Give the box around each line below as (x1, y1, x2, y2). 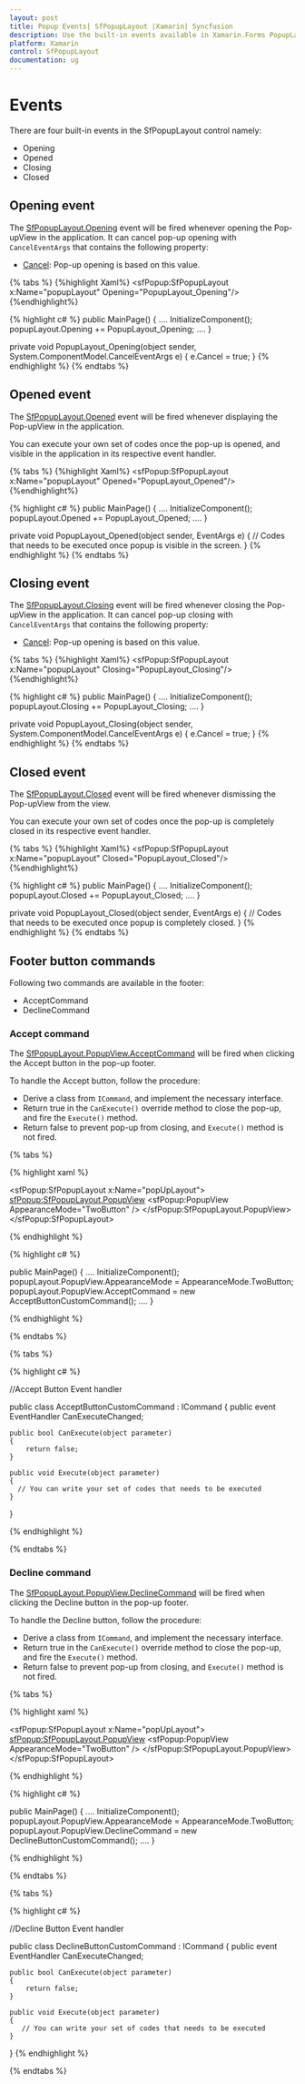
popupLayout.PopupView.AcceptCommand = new (9, 1286, 196, 1297)
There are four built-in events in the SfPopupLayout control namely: (9, 125, 261, 136)
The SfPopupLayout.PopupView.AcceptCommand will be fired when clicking (9, 1048, 295, 1059)
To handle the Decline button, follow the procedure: (9, 1614, 202, 1625)
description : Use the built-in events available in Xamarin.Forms (9, 30, 266, 39)
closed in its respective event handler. (9, 826, 152, 837)
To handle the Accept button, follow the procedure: (9, 1075, 201, 1086)
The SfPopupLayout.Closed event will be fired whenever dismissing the (9, 788, 277, 799)
